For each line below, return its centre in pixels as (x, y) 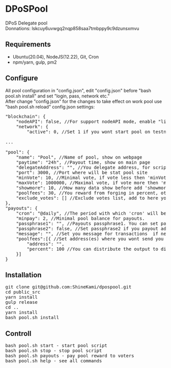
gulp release (22, 302)
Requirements (28, 45)
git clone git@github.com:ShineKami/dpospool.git (68, 287)
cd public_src (23, 292)
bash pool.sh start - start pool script (56, 346)
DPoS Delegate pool (26, 23)
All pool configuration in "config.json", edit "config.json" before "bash (78, 90)
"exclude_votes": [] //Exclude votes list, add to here (87, 198)
